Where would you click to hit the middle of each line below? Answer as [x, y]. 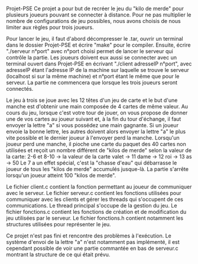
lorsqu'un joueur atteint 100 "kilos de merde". [61, 175]
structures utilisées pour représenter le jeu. [59, 224]
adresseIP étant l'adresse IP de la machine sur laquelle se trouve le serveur [98, 70]
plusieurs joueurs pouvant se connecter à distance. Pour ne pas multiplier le [99, 15]
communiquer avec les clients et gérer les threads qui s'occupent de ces [95, 199]
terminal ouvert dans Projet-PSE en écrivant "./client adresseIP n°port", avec [99, 64]
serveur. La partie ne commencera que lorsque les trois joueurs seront [92, 82]
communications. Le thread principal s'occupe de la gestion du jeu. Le [92, 205]
